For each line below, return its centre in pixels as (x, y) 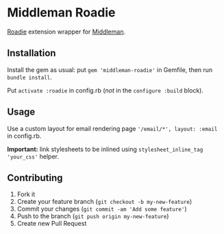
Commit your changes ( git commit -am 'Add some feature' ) (102, 209)
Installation (32, 53)
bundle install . (30, 77)
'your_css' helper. (33, 156)
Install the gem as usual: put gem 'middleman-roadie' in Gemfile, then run (110, 69)
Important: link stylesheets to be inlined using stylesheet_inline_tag (105, 149)
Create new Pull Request (52, 224)
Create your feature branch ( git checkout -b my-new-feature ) (104, 202)
